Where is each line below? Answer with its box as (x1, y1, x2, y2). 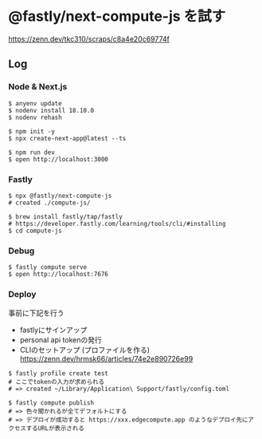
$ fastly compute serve (8, 263, 88, 271)
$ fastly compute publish (8, 398, 94, 407)
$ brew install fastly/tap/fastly (8, 212, 123, 220)
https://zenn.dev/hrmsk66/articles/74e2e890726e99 (19, 354, 194, 363)
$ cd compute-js (8, 227, 62, 235)
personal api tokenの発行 (19, 334, 102, 344)
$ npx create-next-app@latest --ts (8, 134, 127, 142)
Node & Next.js (8, 81, 68, 93)
